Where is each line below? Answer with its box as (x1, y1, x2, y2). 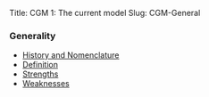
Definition (21, 60, 58, 70)
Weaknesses (21, 78, 70, 89)
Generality (9, 29, 56, 42)
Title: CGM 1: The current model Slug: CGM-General (9, 8, 201, 18)
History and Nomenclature (21, 50, 120, 61)
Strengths (21, 69, 59, 79)
